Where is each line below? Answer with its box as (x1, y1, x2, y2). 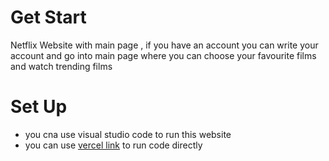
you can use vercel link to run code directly (24, 139, 203, 151)
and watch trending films (10, 60, 113, 72)
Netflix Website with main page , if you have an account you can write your (10, 39, 319, 51)
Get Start (10, 6, 87, 29)
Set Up (10, 96, 68, 118)
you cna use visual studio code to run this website (24, 128, 232, 140)
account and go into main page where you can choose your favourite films (10, 49, 317, 61)
